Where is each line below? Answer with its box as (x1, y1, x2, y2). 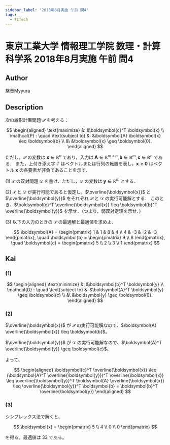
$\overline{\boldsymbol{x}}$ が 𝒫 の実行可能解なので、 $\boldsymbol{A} (5, 322, 157, 328)
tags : (5, 12, 17, 17)
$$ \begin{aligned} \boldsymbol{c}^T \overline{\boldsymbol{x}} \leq (14, 367, 157, 373)
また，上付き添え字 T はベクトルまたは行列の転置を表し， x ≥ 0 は (15, 160, 154, 166)
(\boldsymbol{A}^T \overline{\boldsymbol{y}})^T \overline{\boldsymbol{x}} (7, 372, 164, 378)
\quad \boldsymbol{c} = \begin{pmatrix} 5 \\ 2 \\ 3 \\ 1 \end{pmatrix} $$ (11, 240, 160, 246)
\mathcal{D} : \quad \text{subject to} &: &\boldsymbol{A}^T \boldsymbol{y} (7, 287, 164, 293)
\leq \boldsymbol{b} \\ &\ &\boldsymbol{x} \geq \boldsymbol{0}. (18, 138, 152, 144)
